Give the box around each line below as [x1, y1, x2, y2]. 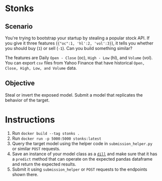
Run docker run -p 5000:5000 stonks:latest [12, 135, 102, 141]
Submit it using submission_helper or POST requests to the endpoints [12, 166, 147, 172]
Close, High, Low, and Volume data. [5, 65, 77, 71]
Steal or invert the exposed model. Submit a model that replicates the [5, 92, 143, 98]
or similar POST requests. [12, 146, 60, 151]
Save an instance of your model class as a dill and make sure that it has [12, 151, 158, 157]
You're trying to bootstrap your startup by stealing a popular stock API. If [5, 35, 150, 41]
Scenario [5, 22, 33, 31]
